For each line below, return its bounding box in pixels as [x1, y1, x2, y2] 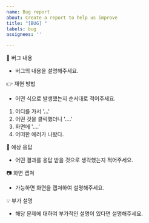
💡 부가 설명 [6, 197, 33, 204]
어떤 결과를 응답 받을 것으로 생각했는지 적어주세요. [15, 156, 133, 164]
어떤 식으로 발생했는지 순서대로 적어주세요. [15, 95, 116, 102]
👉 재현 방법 [6, 80, 36, 87]
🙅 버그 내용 [6, 54, 33, 61]
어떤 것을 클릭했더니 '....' [15, 115, 73, 123]
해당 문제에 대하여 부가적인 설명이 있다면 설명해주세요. [15, 210, 144, 218]
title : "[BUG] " [6, 20, 47, 26]
